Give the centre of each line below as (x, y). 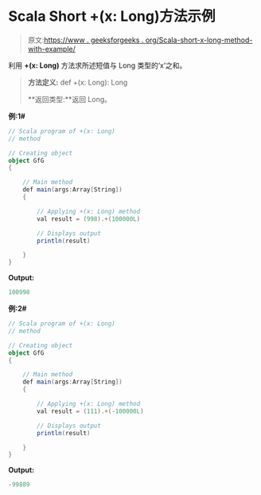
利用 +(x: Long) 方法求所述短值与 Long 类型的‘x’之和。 (97, 65)
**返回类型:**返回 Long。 (69, 99)
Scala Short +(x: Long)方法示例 (112, 16)
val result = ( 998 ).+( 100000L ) (89, 219)
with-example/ (51, 49)
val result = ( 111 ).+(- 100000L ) (91, 411)
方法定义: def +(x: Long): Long (78, 82)
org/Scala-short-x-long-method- (199, 40)
